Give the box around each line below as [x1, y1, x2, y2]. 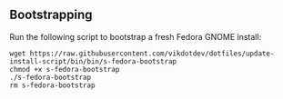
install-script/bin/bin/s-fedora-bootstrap [9, 56, 177, 66]
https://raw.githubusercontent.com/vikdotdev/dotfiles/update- [29, 49, 275, 58]
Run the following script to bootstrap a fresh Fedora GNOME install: [9, 31, 262, 42]
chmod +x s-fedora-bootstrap [9, 64, 120, 74]
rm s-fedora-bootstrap [9, 81, 96, 90]
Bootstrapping [9, 7, 93, 23]
